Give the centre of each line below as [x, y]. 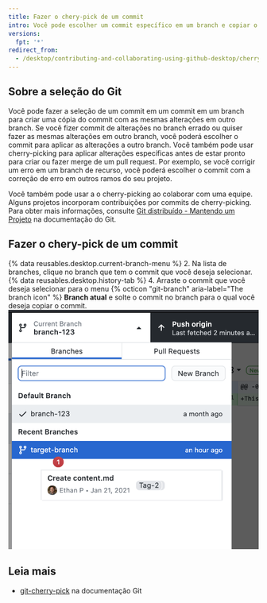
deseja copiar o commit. [48, 305]
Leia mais [33, 572]
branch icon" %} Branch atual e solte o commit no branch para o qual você [132, 297]
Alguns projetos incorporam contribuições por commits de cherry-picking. [130, 202]
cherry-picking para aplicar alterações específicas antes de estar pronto [127, 153]
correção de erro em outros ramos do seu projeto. [90, 178]
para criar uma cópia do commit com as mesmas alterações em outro [122, 119]
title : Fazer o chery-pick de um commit [76, 17]
